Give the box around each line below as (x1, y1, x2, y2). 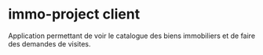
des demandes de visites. (8, 39, 91, 48)
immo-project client (8, 5, 141, 23)
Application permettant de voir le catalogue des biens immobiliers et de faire (8, 31, 256, 40)
